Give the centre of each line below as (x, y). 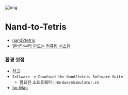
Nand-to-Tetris (36, 27)
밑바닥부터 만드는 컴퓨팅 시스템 (41, 46)
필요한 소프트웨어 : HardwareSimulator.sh (59, 82)
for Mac (20, 88)
